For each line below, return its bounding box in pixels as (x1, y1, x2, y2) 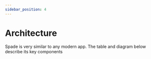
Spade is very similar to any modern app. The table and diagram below (5, 44, 146, 49)
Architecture (5, 27, 57, 38)
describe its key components (5, 48, 63, 54)
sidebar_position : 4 (5, 7, 47, 12)
